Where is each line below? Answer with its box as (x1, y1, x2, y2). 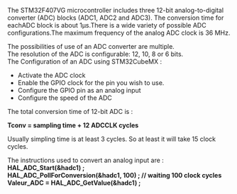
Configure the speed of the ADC (17, 93, 112, 102)
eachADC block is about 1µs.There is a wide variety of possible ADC (7, 21, 207, 29)
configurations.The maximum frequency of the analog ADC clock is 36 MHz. (7, 28, 231, 37)
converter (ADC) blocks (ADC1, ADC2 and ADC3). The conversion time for (7, 13, 224, 22)
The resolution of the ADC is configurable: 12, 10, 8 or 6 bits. (7, 50, 184, 58)
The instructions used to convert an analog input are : (7, 156, 165, 164)
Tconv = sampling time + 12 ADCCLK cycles (7, 121, 139, 130)
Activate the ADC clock (17, 71, 86, 79)
